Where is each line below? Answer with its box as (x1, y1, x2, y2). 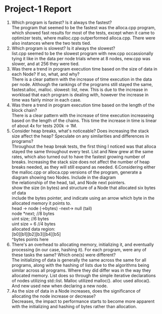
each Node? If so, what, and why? (11, 71, 80, 77)
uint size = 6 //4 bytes (11, 221, 56, 227)
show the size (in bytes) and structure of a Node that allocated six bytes (11, 185, 156, 191)
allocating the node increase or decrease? (11, 293, 96, 299)
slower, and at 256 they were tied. (11, 61, 80, 67)
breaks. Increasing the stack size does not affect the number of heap (11, 159, 150, 165)
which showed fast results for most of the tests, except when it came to (11, 30, 155, 35)
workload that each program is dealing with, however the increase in (11, 91, 149, 98)
